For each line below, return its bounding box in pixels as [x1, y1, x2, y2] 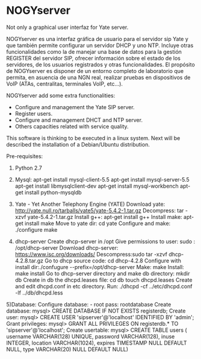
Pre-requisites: [6, 152, 43, 160]
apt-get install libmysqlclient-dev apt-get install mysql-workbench [14, 182, 179, 189]
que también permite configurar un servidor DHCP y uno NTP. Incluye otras [6, 42, 194, 49]
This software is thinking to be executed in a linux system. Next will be [6, 134, 181, 142]
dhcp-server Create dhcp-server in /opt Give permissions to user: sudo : [14, 238, 196, 245]
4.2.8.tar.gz [14, 257, 44, 264]
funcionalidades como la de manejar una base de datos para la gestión [6, 48, 182, 55]
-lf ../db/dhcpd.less [14, 289, 63, 296]
